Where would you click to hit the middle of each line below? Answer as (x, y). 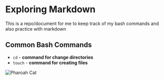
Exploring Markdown (50, 9)
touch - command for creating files (50, 63)
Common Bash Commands (49, 45)
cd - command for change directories (53, 57)
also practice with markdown (36, 29)
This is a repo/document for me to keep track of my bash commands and (82, 23)
